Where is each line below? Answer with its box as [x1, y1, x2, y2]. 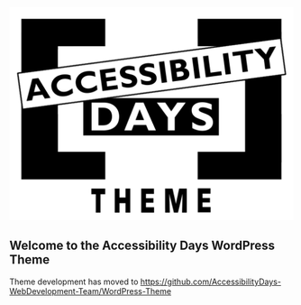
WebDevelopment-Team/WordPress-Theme [9, 285, 172, 296]
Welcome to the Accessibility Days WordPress [9, 238, 276, 254]
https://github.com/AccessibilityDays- [140, 276, 282, 287]
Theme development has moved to [9, 276, 139, 287]
